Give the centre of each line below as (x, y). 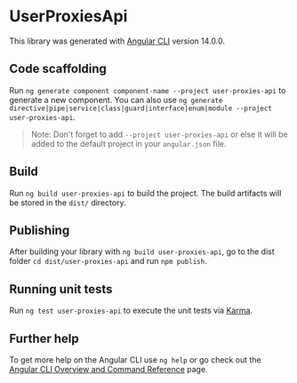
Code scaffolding (58, 69)
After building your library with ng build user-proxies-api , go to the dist (142, 251)
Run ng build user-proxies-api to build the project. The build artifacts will (145, 193)
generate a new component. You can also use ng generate (116, 100)
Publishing (40, 230)
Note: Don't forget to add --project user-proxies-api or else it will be (159, 134)
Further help (44, 338)
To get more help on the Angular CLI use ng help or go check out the (135, 360)
